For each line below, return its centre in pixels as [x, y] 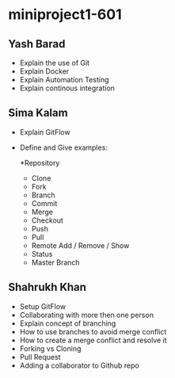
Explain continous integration [67, 88]
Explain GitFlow [45, 132]
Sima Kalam [38, 113]
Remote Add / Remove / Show [80, 245]
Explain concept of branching [68, 323]
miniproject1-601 [65, 15]
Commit [44, 203]
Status [42, 254]
